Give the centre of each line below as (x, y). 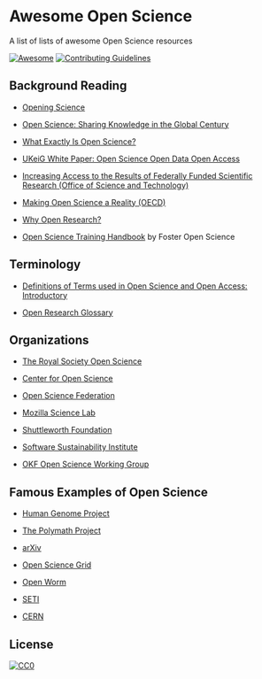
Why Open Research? (62, 220)
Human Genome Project (65, 513)
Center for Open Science (67, 379)
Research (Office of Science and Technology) (105, 185)
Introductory (45, 295)
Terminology (45, 264)
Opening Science (54, 107)
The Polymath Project (62, 531)
